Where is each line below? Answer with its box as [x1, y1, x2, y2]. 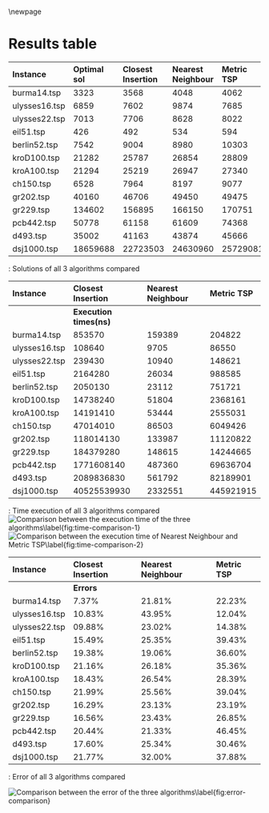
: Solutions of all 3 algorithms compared [8, 263, 140, 273]
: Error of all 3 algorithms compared [8, 771, 126, 781]
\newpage [8, 7, 42, 16]
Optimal [73, 63, 104, 74]
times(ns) [73, 316, 111, 327]
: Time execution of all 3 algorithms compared [8, 506, 160, 515]
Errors [73, 582, 98, 593]
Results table [8, 35, 98, 53]
